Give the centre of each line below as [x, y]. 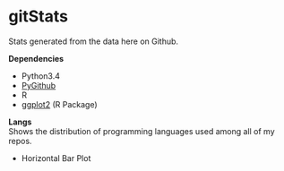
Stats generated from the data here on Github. [94, 41]
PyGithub [39, 85]
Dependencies [36, 58]
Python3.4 [40, 76]
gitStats [39, 17]
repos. [20, 141]
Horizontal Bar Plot [56, 158]
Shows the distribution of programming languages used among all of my [142, 131]
